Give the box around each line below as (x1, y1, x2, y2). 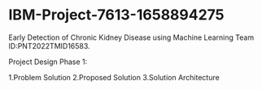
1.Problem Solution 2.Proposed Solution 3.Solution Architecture (8, 72, 220, 82)
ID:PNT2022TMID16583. (8, 41, 91, 50)
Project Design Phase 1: (8, 57, 88, 66)
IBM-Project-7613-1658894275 (8, 6, 225, 24)
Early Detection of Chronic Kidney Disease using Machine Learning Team (8, 32, 255, 42)
